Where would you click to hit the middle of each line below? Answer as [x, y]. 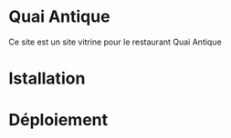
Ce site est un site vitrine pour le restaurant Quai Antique [115, 42]
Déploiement [58, 120]
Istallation [47, 79]
